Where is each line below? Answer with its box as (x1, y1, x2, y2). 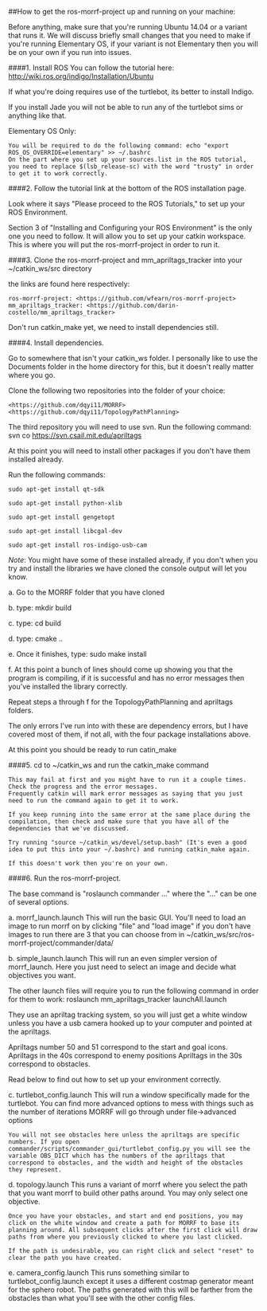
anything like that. (8, 111, 67, 120)
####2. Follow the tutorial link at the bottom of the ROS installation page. (8, 183, 246, 193)
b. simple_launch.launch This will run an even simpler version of (8, 954, 218, 963)
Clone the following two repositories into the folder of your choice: (8, 386, 226, 395)
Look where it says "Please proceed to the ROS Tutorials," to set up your (8, 199, 246, 208)
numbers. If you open (8, 1138, 80, 1146)
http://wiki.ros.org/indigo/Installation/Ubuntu (8, 72, 154, 80)
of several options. (8, 897, 70, 907)
